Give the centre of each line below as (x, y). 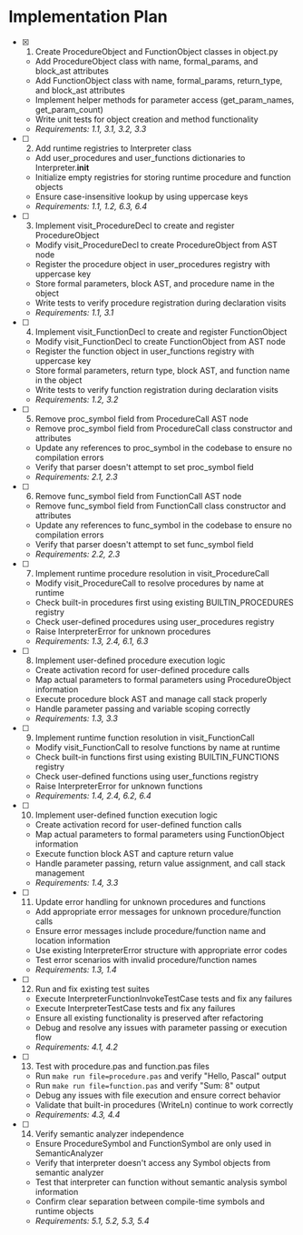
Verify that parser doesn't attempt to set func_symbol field (144, 544)
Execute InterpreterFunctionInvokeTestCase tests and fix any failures (163, 999)
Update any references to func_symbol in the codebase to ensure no (163, 525)
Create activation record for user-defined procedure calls (142, 669)
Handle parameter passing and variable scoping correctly (143, 708)
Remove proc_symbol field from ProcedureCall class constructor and (164, 428)
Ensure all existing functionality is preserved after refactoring (149, 1018)
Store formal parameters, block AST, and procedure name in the (155, 283)
